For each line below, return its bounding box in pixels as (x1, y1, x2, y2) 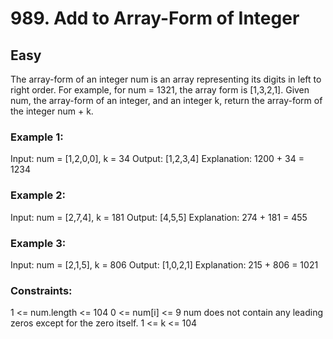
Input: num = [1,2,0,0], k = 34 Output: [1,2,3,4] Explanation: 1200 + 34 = (10, 153, 305, 165)
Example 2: (10, 188, 66, 202)
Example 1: (10, 130, 64, 144)
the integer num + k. (10, 105, 94, 117)
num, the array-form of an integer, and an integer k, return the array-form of (10, 95, 323, 106)
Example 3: (10, 236, 67, 250)
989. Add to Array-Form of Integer (10, 7, 300, 30)
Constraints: (10, 283, 73, 297)
